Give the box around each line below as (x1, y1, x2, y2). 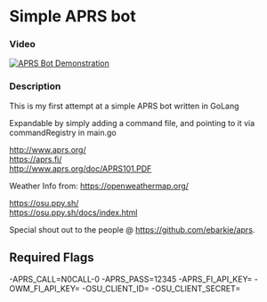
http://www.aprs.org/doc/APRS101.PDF (9, 163, 152, 174)
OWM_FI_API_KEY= (9, 282, 80, 294)
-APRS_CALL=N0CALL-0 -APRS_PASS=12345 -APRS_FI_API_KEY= (9, 274, 253, 284)
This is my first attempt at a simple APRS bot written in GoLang (9, 100, 239, 111)
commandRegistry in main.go (9, 127, 117, 138)
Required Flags (9, 250, 95, 266)
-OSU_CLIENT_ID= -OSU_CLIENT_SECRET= (81, 282, 241, 294)
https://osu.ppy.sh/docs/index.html (9, 207, 138, 218)
